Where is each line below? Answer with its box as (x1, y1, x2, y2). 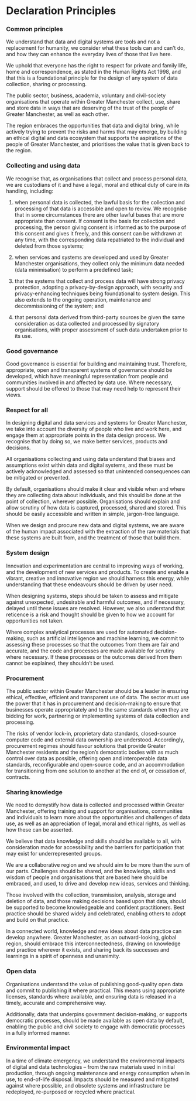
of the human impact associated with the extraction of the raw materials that (6, 528, 190, 535)
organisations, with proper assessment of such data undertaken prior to (14, 326, 188, 333)
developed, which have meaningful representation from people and (6, 373, 169, 380)
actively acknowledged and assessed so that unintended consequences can (6, 468, 191, 475)
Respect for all (6, 406, 49, 414)
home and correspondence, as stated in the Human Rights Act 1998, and (6, 69, 181, 76)
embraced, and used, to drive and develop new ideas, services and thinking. (6, 880, 190, 887)
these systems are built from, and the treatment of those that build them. (6, 534, 181, 541)
